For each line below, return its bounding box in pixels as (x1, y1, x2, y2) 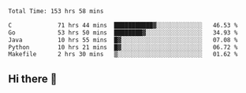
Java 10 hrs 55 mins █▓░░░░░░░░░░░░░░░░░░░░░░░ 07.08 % (8, 36, 238, 44)
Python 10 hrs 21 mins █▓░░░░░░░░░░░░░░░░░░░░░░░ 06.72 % (8, 43, 238, 51)
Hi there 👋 (8, 72, 58, 85)
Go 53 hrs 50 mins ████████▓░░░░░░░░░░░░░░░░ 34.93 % (8, 28, 238, 37)
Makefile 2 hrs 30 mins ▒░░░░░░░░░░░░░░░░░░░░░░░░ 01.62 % (8, 51, 238, 59)
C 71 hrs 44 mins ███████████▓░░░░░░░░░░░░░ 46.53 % (8, 21, 238, 29)
